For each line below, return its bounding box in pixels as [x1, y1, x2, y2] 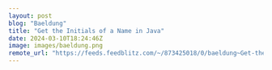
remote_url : [8, 49, 49, 57]
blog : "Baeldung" [8, 19, 67, 27]
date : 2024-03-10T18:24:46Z [8, 34, 104, 43]
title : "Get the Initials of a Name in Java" [8, 27, 164, 35]
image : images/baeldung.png [8, 42, 104, 50]
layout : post [8, 11, 53, 20]
